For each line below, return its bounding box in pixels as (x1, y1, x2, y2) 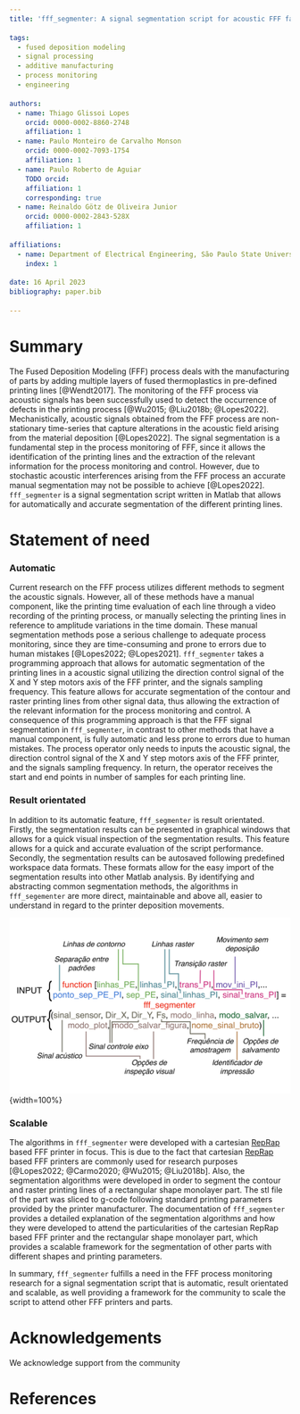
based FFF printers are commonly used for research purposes (9, 1156, 238, 1167)
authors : (9, 99, 42, 108)
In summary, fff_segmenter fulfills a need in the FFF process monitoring (9, 1268, 273, 1278)
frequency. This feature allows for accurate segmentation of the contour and (9, 686, 291, 697)
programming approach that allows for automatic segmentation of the (9, 658, 265, 669)
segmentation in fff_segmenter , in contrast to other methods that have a (9, 724, 275, 736)
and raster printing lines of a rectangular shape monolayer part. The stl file (9, 1184, 283, 1195)
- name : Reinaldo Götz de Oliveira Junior (17, 203, 178, 212)
